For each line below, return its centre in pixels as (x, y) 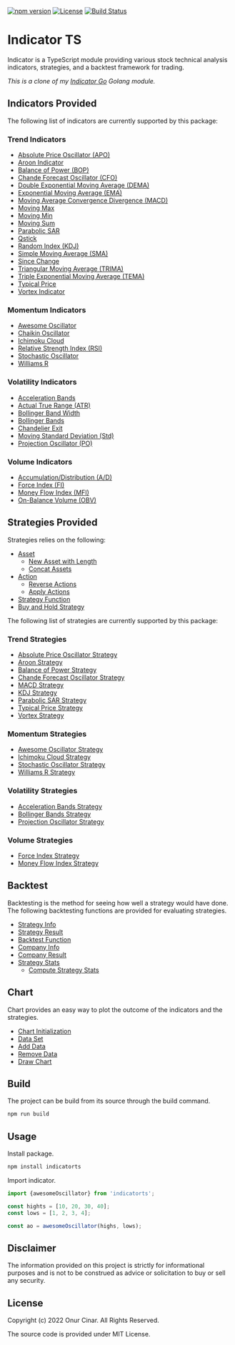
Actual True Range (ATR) (54, 405)
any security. (26, 1281)
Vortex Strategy (41, 715)
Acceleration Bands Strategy (60, 806)
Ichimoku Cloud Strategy (54, 757)
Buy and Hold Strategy (51, 607)
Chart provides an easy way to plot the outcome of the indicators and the (115, 1009)
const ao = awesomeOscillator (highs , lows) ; (75, 1226)
